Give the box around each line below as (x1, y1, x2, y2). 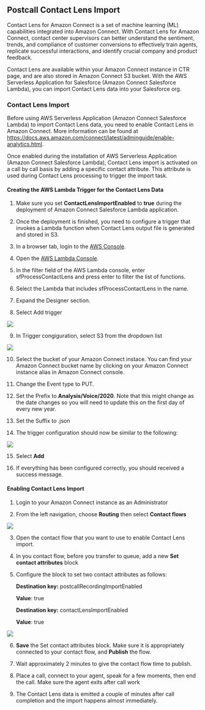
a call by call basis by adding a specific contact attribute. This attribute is (7, 166, 192, 173)
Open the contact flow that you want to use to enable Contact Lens (15, 533, 185, 541)
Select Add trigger (15, 309, 62, 316)
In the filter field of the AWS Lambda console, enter (15, 267, 146, 274)
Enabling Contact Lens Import (7, 484, 84, 492)
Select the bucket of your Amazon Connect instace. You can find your (15, 356, 192, 363)
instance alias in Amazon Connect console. (15, 368, 125, 376)
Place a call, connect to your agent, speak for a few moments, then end (15, 671, 196, 679)
